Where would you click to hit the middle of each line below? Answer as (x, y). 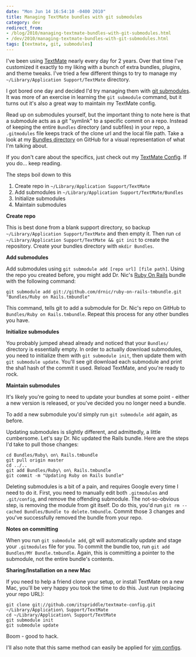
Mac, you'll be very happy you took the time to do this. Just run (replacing (95, 588)
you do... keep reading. (34, 163)
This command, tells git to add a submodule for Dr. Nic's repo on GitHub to (96, 307)
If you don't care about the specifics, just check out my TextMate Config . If (97, 157)
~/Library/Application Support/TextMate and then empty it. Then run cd (94, 233)
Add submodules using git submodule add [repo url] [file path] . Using (95, 268)
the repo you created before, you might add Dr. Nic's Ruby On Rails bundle (96, 275)
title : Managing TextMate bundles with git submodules (74, 17)
